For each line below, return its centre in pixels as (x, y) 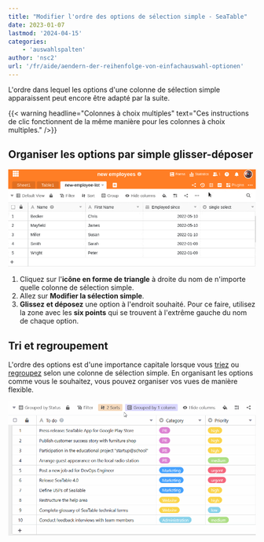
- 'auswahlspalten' (54, 50)
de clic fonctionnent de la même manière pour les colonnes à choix (117, 121)
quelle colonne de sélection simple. (77, 287)
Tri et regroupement (58, 346)
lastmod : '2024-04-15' (45, 33)
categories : (27, 42)
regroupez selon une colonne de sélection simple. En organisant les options (131, 373)
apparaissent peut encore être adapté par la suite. (89, 97)
